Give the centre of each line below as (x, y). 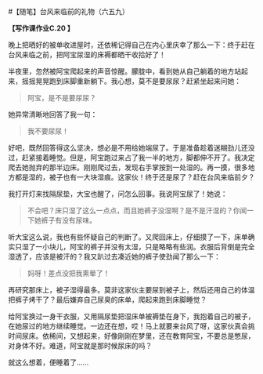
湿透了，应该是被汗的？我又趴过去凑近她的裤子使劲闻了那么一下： (114, 256)
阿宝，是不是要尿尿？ (61, 98)
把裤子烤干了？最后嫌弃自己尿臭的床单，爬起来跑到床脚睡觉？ (108, 300)
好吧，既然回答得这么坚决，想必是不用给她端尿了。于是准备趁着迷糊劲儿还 (128, 148)
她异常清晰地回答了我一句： (53, 114)
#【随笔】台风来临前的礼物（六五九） (68, 11)
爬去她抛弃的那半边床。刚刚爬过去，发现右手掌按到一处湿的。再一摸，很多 (128, 167)
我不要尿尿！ (48, 131)
